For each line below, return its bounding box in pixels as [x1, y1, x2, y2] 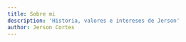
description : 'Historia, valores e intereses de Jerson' [7, 17, 180, 24]
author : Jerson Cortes [7, 23, 75, 31]
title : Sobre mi [7, 10, 56, 18]
